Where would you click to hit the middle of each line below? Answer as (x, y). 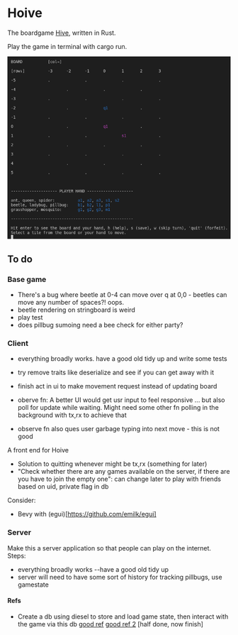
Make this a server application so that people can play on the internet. (109, 548)
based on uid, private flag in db (63, 487)
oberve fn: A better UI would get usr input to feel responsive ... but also (121, 400)
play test (30, 317)
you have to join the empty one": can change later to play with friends (119, 479)
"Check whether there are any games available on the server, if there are (124, 472)
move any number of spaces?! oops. (71, 303)
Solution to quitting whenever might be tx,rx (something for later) (112, 464)
